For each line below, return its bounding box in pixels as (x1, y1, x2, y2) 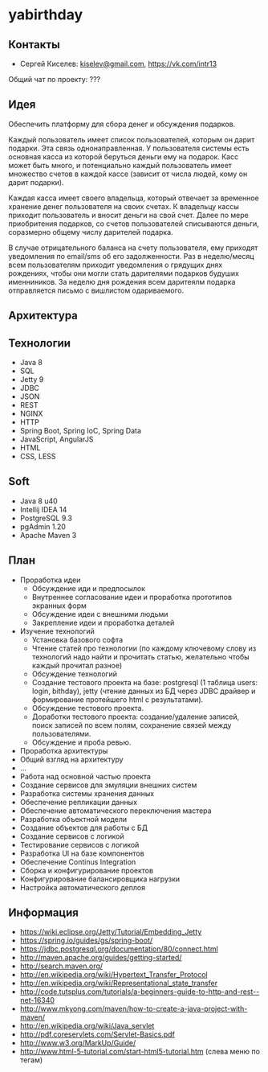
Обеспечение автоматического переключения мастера (19, 806, 212, 815)
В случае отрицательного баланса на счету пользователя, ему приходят (8, 243, 258, 253)
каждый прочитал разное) (31, 660, 123, 670)
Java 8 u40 (19, 496, 58, 506)
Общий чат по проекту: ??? (8, 75, 101, 84)
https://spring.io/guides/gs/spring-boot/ (19, 935, 153, 946)
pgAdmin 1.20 (19, 521, 67, 532)
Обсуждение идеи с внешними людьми (31, 609, 169, 618)
